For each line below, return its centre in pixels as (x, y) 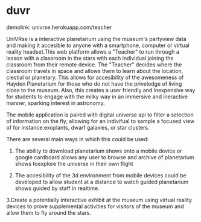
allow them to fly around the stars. (49, 212)
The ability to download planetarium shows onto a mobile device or (98, 151)
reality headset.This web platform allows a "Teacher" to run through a (93, 51)
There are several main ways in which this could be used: (78, 139)
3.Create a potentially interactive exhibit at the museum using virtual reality (99, 200)
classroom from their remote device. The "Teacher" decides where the (94, 65)
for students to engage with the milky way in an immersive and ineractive (97, 97)
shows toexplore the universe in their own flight (74, 163)
